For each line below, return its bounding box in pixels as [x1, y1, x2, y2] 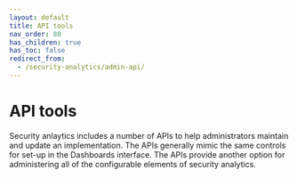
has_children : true [9, 37, 82, 47]
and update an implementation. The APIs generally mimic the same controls [9, 140, 286, 150]
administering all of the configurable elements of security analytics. [9, 158, 256, 169]
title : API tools [9, 21, 74, 30]
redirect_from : [9, 54, 66, 63]
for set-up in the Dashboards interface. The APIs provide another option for [9, 149, 285, 160]
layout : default [9, 12, 69, 22]
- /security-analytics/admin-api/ [17, 63, 145, 72]
